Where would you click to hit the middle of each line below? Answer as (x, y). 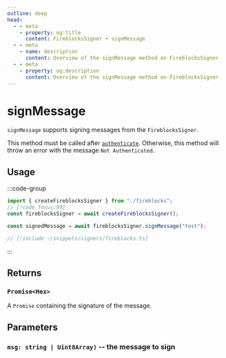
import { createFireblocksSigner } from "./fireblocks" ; (90, 201)
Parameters (33, 327)
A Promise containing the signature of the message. (79, 306)
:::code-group (27, 188)
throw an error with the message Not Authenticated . (81, 151)
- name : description (49, 52)
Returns (25, 273)
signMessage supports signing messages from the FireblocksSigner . (103, 130)
